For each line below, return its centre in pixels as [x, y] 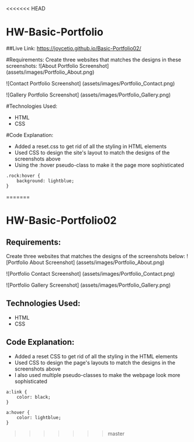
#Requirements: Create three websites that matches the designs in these [93, 59]
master [116, 433]
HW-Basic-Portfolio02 [61, 220]
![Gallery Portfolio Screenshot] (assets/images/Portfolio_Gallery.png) [89, 95]
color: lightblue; [39, 417]
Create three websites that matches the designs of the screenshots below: [96, 256]
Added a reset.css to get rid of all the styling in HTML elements [91, 146]
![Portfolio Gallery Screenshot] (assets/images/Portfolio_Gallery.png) [89, 285]
